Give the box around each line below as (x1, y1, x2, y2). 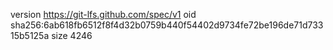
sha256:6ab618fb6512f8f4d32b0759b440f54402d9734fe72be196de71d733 (10, 19, 324, 31)
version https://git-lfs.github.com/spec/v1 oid (10, 9, 197, 20)
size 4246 (51, 30, 93, 41)
